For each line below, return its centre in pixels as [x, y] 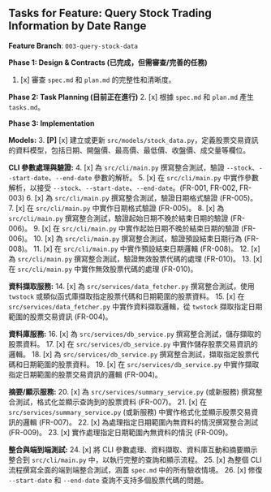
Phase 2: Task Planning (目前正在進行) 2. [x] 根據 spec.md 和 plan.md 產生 [131, 97]
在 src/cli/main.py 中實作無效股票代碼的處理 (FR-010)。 [103, 269]
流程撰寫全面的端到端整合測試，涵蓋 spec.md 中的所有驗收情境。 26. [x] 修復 [135, 469]
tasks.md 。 [27, 107]
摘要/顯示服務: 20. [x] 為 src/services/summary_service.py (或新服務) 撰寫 [132, 391]
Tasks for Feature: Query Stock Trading [110, 13]
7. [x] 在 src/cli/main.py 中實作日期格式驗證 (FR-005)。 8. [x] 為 [116, 208]
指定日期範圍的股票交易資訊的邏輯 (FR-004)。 [85, 374]
